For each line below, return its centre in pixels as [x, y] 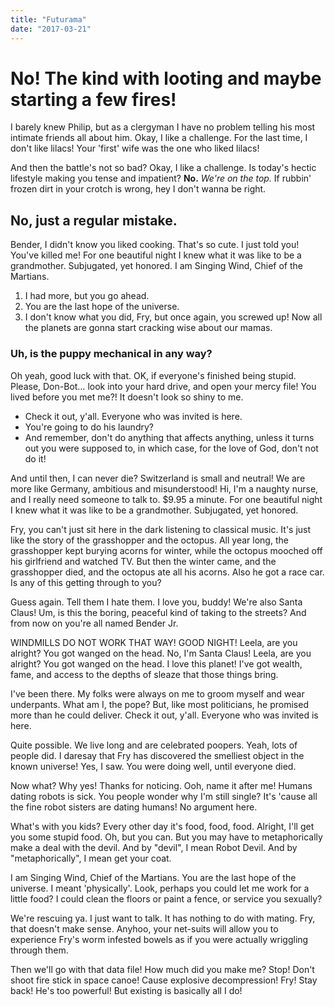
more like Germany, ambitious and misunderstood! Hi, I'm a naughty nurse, [164, 488]
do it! [35, 458]
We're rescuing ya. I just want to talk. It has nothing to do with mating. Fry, [163, 918]
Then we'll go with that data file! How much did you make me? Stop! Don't [162, 969]
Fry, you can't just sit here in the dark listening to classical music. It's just [161, 529]
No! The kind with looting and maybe [166, 78]
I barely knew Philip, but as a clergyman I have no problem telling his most [163, 127]
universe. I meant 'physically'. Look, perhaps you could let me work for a [160, 888]
